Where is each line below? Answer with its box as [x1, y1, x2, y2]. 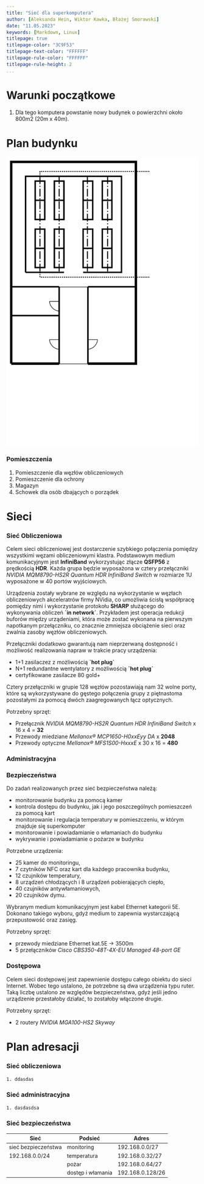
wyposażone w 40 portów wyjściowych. [6, 578, 108, 585]
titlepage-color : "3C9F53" [6, 42, 75, 48]
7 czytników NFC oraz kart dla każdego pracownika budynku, [15, 866, 170, 873]
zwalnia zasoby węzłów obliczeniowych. [6, 628, 108, 636]
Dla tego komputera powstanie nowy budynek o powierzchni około [15, 109, 183, 116]
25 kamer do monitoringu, [15, 859, 80, 866]
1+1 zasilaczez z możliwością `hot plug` [15, 659, 114, 666]
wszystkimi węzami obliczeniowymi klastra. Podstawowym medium [6, 552, 175, 559]
